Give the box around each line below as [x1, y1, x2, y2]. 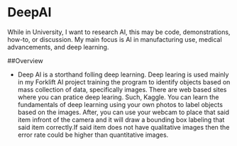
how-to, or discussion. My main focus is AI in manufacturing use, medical [7, 35, 222, 43]
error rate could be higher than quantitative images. [17, 130, 169, 139]
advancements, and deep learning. [7, 43, 109, 51]
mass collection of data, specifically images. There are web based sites [17, 85, 227, 94]
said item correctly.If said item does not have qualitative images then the [17, 123, 230, 131]
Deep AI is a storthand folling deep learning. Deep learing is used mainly [17, 70, 229, 79]
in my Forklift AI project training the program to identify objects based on [17, 77, 231, 86]
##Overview [7, 56, 44, 64]
